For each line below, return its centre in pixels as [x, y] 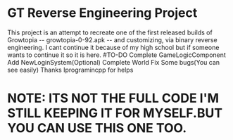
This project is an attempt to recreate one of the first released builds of [110, 32]
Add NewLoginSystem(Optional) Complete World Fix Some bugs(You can [114, 62]
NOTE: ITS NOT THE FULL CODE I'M [113, 98]
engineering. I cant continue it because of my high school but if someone [113, 47]
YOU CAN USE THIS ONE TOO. [97, 128]
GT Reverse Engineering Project [102, 13]
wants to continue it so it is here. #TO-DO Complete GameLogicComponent [117, 55]
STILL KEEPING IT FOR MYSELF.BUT [115, 113]
